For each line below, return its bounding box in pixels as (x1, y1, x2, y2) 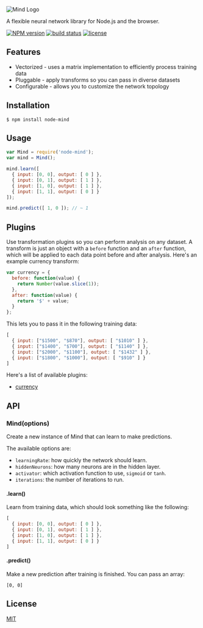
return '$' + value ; (17, 298, 69, 304)
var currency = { (6, 269, 51, 276)
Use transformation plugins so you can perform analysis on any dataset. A (6, 238, 193, 246)
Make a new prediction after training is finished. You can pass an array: (6, 570, 185, 577)
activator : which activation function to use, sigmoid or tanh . (15, 469, 166, 477)
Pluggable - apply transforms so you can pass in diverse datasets (15, 76, 180, 84)
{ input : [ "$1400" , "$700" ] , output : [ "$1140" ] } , (12, 343, 149, 349)
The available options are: (6, 445, 71, 452)
